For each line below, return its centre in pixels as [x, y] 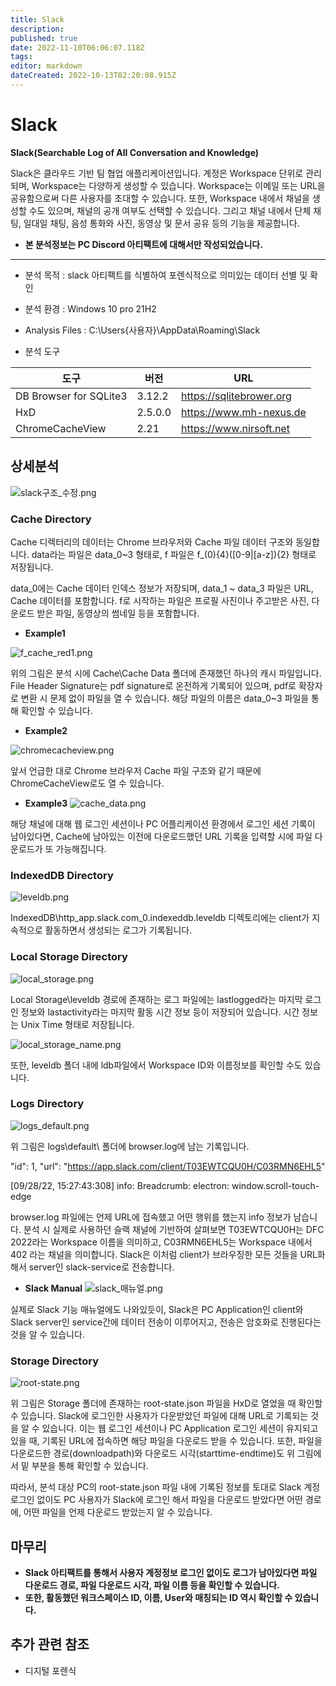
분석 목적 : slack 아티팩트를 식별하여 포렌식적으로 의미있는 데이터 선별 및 [166, 275]
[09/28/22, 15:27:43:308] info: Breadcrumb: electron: [120, 1185]
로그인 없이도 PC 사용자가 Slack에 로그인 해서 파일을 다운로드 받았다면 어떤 [156, 1500]
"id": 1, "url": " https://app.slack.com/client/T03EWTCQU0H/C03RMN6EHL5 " [168, 1166]
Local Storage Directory [69, 957]
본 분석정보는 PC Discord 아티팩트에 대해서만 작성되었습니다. [143, 244]
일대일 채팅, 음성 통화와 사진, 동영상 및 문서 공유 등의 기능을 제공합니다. [161, 223]
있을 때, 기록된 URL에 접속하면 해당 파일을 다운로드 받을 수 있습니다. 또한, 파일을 [166, 1441]
